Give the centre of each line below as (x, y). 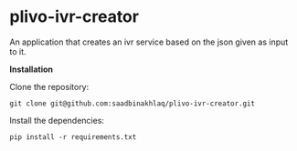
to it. (18, 51)
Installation (31, 69)
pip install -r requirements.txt (73, 137)
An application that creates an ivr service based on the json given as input (149, 42)
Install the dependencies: (57, 120)
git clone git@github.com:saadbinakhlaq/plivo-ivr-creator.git (133, 103)
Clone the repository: (49, 86)
